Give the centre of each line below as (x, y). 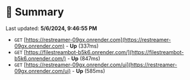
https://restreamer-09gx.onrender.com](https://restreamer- (99, 39)
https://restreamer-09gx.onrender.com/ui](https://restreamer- (102, 65)
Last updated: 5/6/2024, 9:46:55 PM (51, 28)
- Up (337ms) (82, 46)
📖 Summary (35, 12)
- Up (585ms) (88, 71)
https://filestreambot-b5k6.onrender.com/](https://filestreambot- (105, 52)
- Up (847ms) (84, 58)
